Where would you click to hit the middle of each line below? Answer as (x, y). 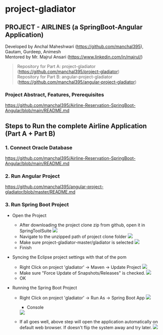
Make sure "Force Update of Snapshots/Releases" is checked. (82, 273)
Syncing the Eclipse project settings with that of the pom (69, 257)
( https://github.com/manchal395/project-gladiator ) (68, 72)
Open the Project (29, 215)
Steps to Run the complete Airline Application (76, 126)
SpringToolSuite (35, 231)
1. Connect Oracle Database (39, 147)
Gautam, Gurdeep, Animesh (33, 52)
